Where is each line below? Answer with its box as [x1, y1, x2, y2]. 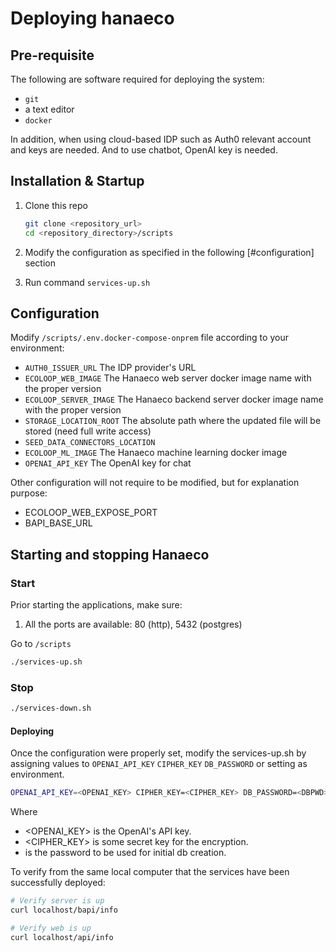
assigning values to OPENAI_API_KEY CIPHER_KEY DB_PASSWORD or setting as [10, 758, 308, 770]
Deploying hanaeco [10, 7, 175, 30]
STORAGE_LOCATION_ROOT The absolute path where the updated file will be [24, 415, 322, 427]
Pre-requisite [10, 47, 95, 64]
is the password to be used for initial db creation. [24, 847, 227, 859]
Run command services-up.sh [24, 276, 151, 288]
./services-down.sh [10, 703, 92, 714]
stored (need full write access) [24, 425, 152, 437]
